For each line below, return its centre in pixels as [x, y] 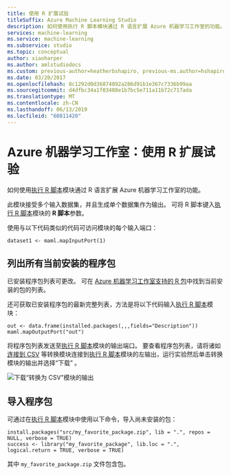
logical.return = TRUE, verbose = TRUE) [66, 451]
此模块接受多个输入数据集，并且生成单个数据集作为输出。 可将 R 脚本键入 [111, 204]
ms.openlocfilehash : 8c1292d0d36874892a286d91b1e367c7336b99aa [100, 84]
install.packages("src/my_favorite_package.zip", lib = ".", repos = [109, 432]
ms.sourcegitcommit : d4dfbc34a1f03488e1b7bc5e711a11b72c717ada [100, 90]
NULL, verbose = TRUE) [40, 439]
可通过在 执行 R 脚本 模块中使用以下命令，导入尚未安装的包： [92, 419]
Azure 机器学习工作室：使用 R [92, 152]
